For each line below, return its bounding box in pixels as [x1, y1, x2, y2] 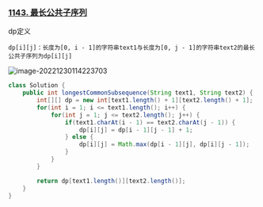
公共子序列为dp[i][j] [8, 52, 73, 60]
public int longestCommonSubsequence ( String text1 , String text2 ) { [22, 89, 253, 97]
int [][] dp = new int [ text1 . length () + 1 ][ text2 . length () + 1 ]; [36, 97, 253, 105]
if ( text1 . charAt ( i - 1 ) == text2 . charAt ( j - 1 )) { [64, 118, 236, 126]
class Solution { [8, 82, 66, 90]
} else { [64, 133, 93, 141]
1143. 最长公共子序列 [8, 6, 87, 17]
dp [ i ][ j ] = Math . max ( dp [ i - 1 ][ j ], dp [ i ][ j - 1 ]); [78, 140, 250, 148]
